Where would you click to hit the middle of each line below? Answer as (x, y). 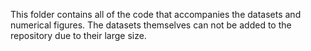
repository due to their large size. (78, 35)
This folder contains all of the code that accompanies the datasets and (156, 14)
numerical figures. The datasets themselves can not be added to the (151, 25)
